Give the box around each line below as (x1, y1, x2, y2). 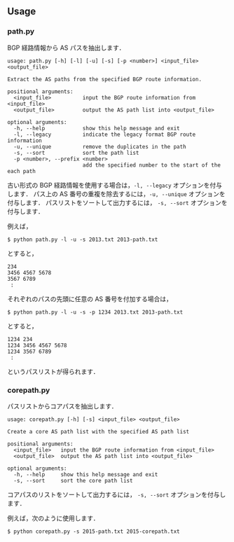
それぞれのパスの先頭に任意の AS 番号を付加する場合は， (7, 294, 173, 303)
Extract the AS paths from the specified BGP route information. (7, 76, 202, 83)
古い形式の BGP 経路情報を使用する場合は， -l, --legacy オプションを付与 (7, 181, 223, 189)
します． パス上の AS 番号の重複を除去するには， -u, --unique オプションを (7, 189, 226, 198)
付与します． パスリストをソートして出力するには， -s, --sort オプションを (7, 198, 228, 207)
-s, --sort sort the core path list (13, 477, 133, 484)
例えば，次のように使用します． (7, 514, 99, 522)
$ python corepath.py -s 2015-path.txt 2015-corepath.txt (7, 528, 180, 535)
